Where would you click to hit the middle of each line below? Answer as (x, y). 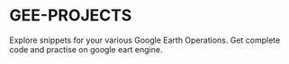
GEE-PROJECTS (71, 16)
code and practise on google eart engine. (86, 49)
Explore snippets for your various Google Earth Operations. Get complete (145, 40)
